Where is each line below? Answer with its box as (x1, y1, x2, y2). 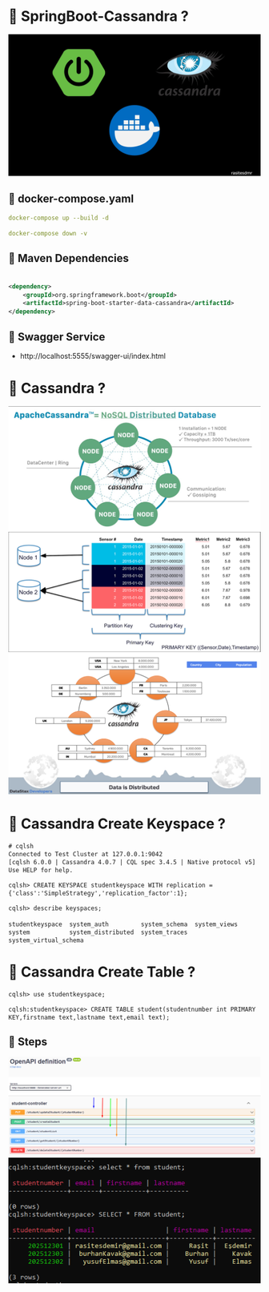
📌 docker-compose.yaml (8, 191, 134, 205)
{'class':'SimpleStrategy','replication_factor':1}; (8, 889, 188, 897)
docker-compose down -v (8, 230, 88, 238)
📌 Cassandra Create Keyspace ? (8, 815, 226, 832)
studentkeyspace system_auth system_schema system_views (8, 920, 239, 928)
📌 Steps (8, 1035, 48, 1048)
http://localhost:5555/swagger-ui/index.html (19, 352, 167, 360)
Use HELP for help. (8, 866, 74, 874)
